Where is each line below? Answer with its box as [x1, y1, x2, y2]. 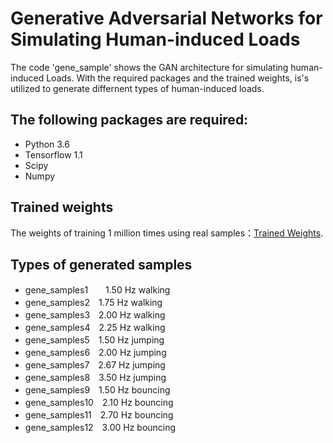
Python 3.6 [24, 138, 70, 150]
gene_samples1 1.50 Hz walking [24, 284, 171, 296]
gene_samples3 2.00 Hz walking [24, 309, 166, 321]
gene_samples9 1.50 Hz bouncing [24, 384, 171, 396]
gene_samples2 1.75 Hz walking [24, 297, 163, 309]
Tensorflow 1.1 [24, 148, 83, 161]
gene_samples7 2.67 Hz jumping [24, 359, 166, 371]
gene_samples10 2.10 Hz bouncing [24, 397, 174, 409]
